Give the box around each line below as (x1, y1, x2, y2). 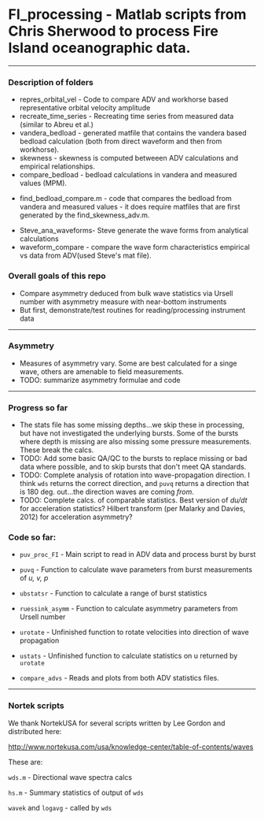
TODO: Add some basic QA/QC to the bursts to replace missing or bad (19, 454, 247, 463)
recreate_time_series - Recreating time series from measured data (19, 112, 234, 121)
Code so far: (8, 532, 57, 543)
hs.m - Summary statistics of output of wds (8, 788, 144, 797)
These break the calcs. (19, 445, 94, 455)
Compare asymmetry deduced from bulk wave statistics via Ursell (19, 288, 233, 298)
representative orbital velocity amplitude (19, 103, 151, 113)
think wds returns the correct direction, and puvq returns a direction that (19, 479, 250, 488)
